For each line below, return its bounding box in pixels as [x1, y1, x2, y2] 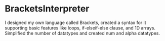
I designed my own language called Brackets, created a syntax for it [5, 19, 146, 25]
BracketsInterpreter [5, 3, 90, 14]
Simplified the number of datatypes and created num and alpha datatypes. [5, 30, 160, 36]
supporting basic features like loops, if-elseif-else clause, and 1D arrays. [5, 24, 155, 30]
